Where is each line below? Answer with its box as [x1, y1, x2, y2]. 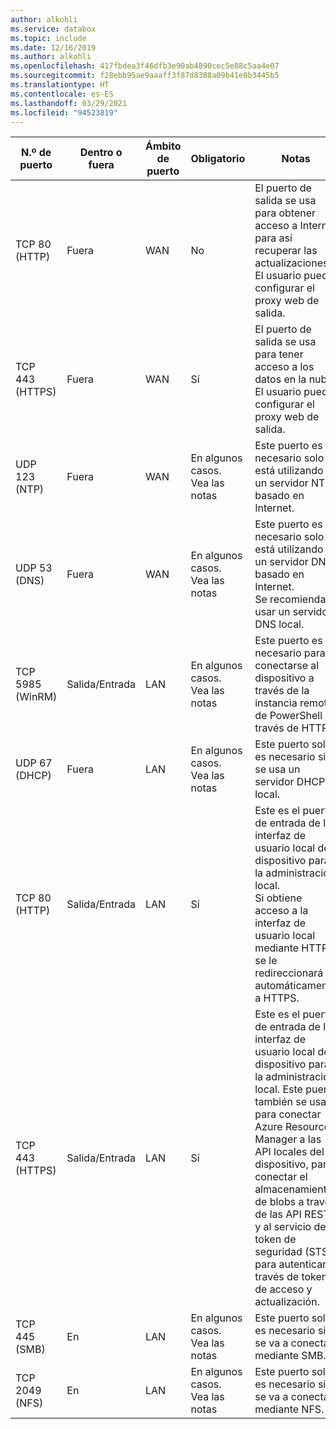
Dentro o [79, 146, 123, 160]
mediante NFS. [254, 1402, 325, 1416]
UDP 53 [15, 561, 53, 575]
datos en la [254, 372, 307, 386]
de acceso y [254, 1282, 313, 1296]
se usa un [254, 762, 301, 776]
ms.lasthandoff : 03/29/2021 [10, 98, 128, 108]
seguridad [254, 1245, 303, 1259]
